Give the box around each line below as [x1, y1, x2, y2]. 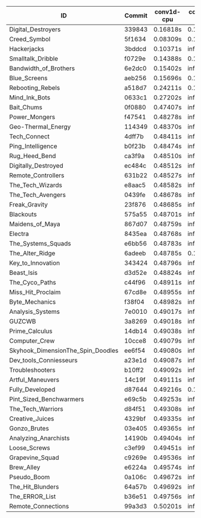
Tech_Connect [9, 132, 50, 140]
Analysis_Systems [9, 308, 60, 316]
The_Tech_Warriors [9, 405, 64, 413]
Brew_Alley [9, 464, 41, 471]
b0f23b [124, 142, 146, 150]
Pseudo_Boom [9, 473, 50, 481]
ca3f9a [124, 152, 145, 160]
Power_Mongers [9, 113, 56, 121]
